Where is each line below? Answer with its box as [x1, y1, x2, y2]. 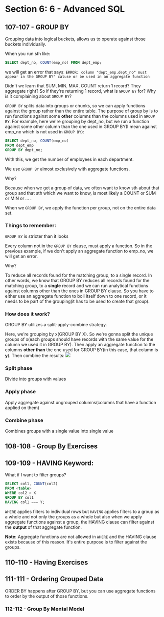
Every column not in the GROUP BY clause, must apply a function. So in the [5, 243, 153, 249]
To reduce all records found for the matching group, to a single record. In [5, 272, 152, 278]
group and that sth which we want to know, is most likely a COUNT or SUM [5, 190, 156, 196]
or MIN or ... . [5, 195, 32, 201]
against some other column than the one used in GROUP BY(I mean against [5, 124, 157, 129]
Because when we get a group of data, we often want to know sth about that [5, 185, 160, 191]
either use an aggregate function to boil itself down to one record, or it [5, 293, 147, 299]
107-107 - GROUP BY [5, 23, 70, 31]
